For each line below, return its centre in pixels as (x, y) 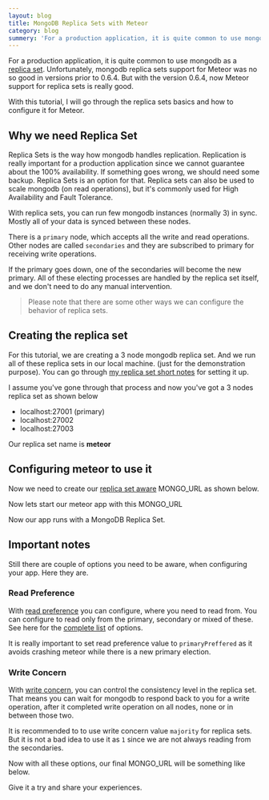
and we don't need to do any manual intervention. (90, 287)
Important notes (49, 545)
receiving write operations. (52, 254)
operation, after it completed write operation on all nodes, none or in (121, 707)
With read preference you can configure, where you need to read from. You (133, 610)
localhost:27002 (47, 420)
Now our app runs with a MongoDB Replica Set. (87, 519)
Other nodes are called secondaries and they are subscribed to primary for (131, 246)
